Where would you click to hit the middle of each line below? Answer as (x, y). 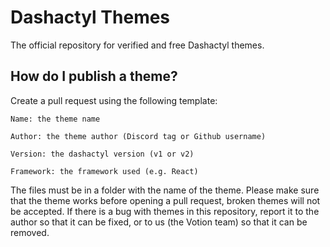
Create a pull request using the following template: (114, 100)
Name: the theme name (55, 119)
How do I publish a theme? (94, 76)
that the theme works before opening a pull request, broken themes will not (165, 200)
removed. (30, 232)
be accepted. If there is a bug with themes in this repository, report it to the (165, 211)
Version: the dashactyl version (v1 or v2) (102, 154)
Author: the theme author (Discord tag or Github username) (138, 136)
